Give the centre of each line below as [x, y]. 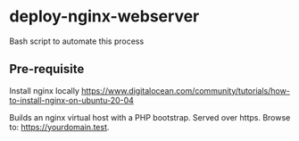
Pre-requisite [47, 69]
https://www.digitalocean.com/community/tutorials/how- [186, 90]
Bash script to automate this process [77, 41]
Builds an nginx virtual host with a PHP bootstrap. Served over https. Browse [150, 117]
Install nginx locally [45, 90]
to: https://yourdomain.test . [59, 127]
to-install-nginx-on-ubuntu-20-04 [71, 100]
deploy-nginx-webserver [104, 17]
